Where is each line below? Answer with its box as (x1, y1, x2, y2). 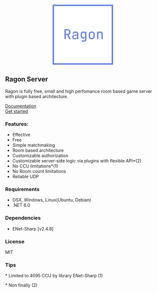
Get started (5, 108, 28, 114)
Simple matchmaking (12, 142, 55, 148)
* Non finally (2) (5, 282, 38, 288)
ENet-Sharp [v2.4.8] (12, 226, 54, 231)
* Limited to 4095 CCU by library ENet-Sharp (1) (5, 273, 103, 279)
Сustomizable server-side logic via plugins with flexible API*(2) (12, 158, 142, 164)
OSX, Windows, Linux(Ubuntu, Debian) (12, 197, 91, 203)
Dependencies (5, 215, 41, 222)
